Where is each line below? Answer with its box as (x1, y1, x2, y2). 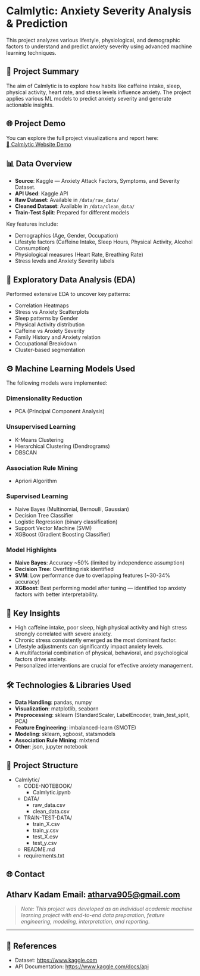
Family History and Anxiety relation (14, 333, 101, 341)
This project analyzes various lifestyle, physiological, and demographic (6, 36, 180, 43)
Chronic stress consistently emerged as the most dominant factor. (14, 637, 177, 644)
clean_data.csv (32, 807, 70, 815)
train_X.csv (32, 820, 60, 827)
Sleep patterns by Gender (14, 314, 79, 322)
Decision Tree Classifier (14, 512, 74, 519)
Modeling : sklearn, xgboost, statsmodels (14, 731, 116, 738)
